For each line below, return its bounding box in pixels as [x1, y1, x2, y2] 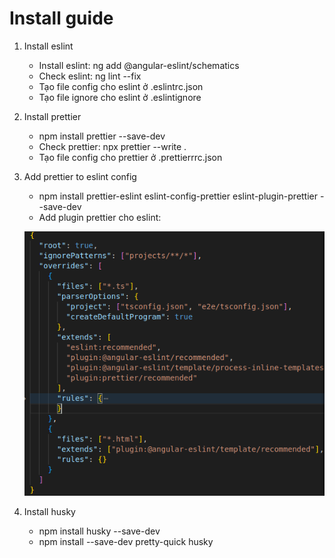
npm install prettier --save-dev [38, 130, 166, 142]
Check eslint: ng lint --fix [38, 70, 142, 82]
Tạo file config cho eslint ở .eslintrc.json [38, 80, 204, 92]
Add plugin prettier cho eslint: [38, 211, 162, 223]
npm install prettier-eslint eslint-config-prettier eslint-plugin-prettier [38, 190, 319, 202]
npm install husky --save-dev [38, 525, 161, 537]
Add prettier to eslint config [23, 170, 137, 182]
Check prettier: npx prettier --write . [38, 140, 187, 152]
